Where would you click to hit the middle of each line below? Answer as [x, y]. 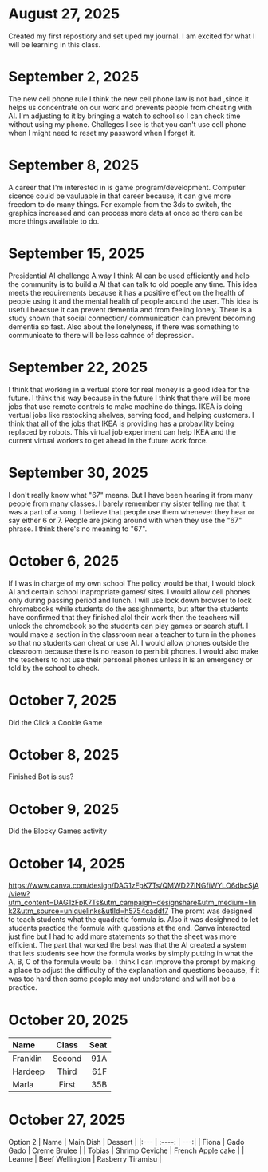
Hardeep [29, 1071]
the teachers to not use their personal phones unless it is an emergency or [130, 659]
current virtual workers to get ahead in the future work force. [108, 440]
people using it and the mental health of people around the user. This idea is [134, 301]
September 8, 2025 [74, 165]
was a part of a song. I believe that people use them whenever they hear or [132, 511]
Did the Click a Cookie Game [55, 722]
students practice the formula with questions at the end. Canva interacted [129, 928]
